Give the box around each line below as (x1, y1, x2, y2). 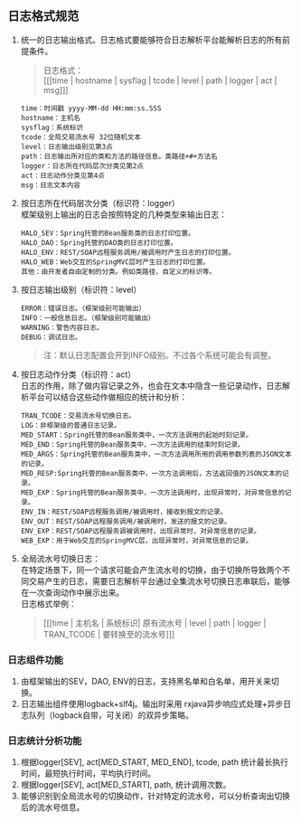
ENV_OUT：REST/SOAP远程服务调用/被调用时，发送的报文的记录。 (20, 516, 231, 526)
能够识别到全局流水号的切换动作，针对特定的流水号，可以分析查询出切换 (20, 790, 290, 802)
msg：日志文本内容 (20, 180, 81, 190)
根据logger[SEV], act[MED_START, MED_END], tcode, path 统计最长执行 (20, 757, 289, 768)
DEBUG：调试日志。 (20, 333, 82, 342)
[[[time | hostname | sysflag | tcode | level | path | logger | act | (42, 75, 277, 86)
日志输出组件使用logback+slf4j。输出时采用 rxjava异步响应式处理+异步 (20, 699, 284, 710)
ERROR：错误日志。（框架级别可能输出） (20, 304, 146, 313)
